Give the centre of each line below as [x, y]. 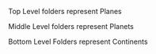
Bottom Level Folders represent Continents [78, 41]
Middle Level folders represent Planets [71, 26]
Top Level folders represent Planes [65, 11]
